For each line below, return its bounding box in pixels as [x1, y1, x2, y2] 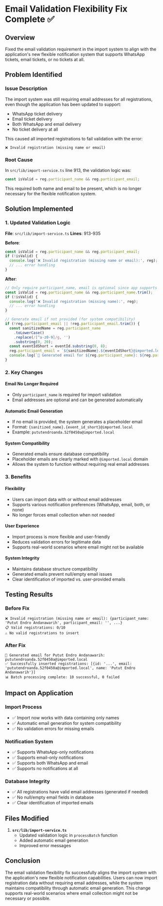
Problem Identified [5, 70, 63, 79]
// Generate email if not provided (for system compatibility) [5, 317, 136, 322]
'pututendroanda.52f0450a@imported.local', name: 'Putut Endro [5, 666, 136, 670]
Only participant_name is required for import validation [12, 392, 121, 398]
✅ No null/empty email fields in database [12, 794, 94, 800]
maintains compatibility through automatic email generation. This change [5, 885, 151, 891]
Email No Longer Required [5, 381, 59, 387]
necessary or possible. [5, 895, 51, 901]
